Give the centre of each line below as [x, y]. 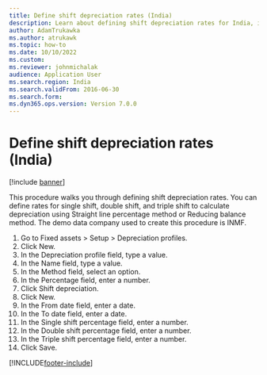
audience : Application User [55, 75]
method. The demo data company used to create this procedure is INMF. [128, 223]
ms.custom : [27, 60]
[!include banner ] [37, 182]
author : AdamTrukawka [45, 30]
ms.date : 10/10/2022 [43, 52]
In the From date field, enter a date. [78, 305]
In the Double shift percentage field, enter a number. [106, 331]
